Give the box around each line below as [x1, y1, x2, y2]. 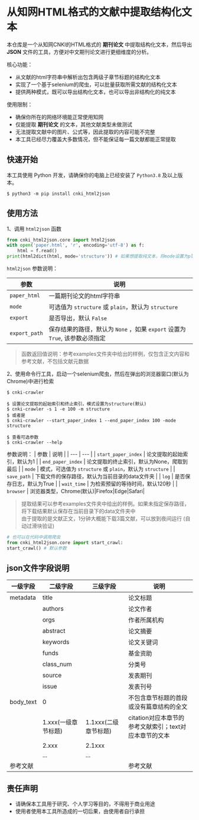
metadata [9, 593, 36, 602]
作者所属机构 [128, 616, 164, 624]
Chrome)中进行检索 [6, 378, 54, 385]
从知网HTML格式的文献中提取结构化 [6, 5, 182, 19]
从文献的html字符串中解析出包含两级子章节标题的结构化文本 [15, 73, 161, 81]
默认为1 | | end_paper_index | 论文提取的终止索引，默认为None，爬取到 [17, 458, 188, 465]
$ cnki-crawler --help [6, 439, 63, 446]
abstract [42, 626, 66, 635]
